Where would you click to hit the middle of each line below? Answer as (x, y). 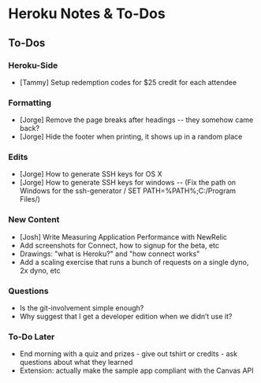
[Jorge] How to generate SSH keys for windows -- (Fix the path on (128, 183)
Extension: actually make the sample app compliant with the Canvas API (136, 370)
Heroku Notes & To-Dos (87, 14)
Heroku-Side (33, 65)
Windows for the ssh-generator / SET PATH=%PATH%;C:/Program (128, 191)
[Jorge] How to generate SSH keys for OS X (91, 174)
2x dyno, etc (40, 270)
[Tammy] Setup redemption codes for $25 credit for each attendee (128, 82)
